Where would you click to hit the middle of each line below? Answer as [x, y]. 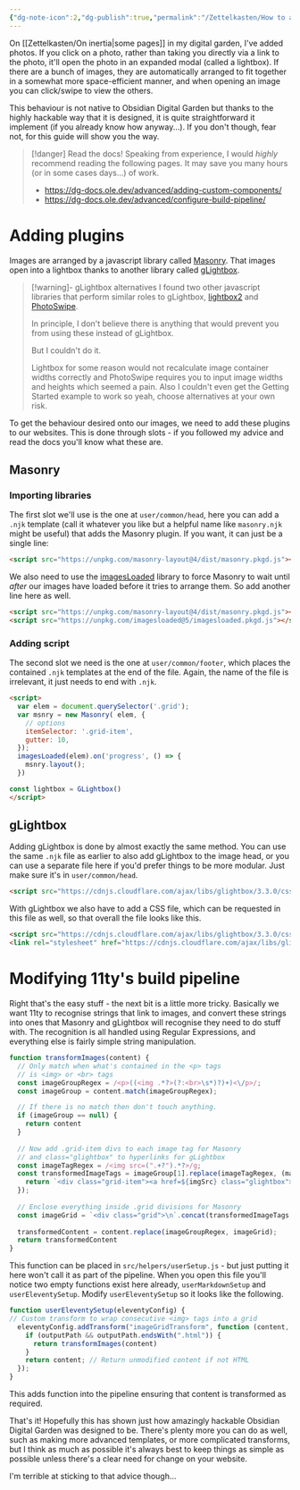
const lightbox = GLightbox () [66, 789]
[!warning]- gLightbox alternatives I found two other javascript [146, 287]
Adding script [39, 643]
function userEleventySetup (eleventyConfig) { [97, 1310]
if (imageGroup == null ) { [67, 1115]
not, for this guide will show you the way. [84, 136]
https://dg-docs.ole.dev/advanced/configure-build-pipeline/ [155, 199]
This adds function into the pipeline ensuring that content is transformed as [148, 1394]
